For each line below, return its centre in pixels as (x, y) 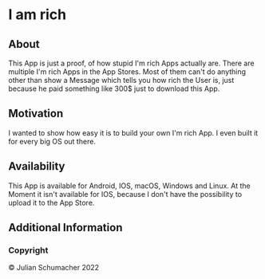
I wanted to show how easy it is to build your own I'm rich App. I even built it (133, 132)
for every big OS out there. (52, 141)
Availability (37, 166)
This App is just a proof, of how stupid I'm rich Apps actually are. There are (131, 63)
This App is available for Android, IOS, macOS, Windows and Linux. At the (129, 186)
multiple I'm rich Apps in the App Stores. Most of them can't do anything (127, 72)
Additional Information (65, 228)
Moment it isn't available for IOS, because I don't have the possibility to (125, 194)
